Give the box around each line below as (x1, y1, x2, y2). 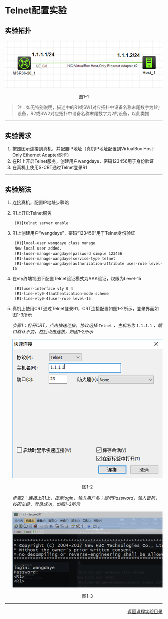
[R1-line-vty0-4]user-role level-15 (14, 296, 91, 301)
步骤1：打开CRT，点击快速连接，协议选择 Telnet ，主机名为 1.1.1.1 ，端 (12, 322, 162, 329)
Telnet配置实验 (5, 5, 67, 16)
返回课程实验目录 (127, 608, 163, 614)
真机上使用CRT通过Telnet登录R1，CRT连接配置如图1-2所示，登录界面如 (12, 306, 159, 312)
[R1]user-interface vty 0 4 (14, 286, 73, 291)
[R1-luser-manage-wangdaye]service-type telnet (14, 256, 116, 261)
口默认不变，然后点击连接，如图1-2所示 (12, 329, 94, 335)
